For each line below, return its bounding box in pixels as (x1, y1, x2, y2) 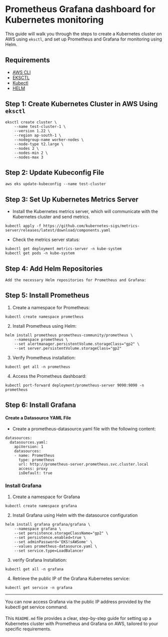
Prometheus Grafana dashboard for (5, 4, 156, 15)
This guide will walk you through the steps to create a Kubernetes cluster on (5, 31, 162, 37)
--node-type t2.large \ (14, 141, 64, 146)
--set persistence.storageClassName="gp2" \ (14, 530, 108, 536)
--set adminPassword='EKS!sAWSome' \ (14, 539, 93, 544)
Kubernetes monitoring (5, 14, 104, 26)
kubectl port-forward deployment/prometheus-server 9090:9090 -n (5, 382, 144, 388)
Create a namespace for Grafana (12, 494, 80, 500)
